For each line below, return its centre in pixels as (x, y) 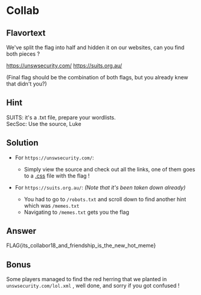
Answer (21, 231)
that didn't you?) (27, 84)
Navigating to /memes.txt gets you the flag (77, 212)
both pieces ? (23, 54)
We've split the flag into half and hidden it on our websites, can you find (95, 47)
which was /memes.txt (52, 205)
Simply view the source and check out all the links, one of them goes (110, 169)
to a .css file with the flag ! (57, 176)
